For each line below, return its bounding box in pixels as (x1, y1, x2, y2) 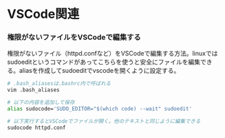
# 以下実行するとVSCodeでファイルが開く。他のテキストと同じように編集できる (7, 117, 201, 124)
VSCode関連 (7, 6, 80, 22)
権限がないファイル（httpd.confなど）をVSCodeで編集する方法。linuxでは (7, 49, 218, 58)
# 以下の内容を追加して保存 (7, 99, 75, 106)
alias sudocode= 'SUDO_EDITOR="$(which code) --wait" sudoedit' (7, 106, 193, 113)
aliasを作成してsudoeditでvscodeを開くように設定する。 (19, 67, 180, 75)
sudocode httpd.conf (7, 124, 67, 131)
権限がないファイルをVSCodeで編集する (7, 32, 141, 42)
